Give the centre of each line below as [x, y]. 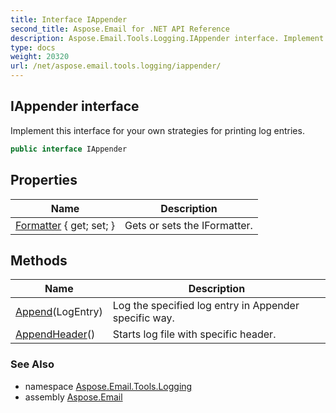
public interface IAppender [69, 149]
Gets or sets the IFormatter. [188, 225]
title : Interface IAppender [69, 19]
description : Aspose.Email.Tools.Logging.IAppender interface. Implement [167, 38]
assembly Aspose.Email [73, 397]
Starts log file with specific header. [194, 334]
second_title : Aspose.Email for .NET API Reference [120, 29]
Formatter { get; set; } [65, 225]
